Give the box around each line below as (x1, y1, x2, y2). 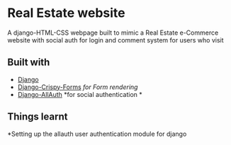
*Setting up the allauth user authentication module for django (7, 129, 187, 138)
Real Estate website (7, 5, 125, 21)
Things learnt (7, 111, 68, 123)
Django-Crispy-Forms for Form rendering (17, 83, 138, 91)
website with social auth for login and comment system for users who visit (7, 35, 225, 44)
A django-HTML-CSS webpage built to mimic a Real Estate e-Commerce (7, 28, 219, 37)
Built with (7, 57, 50, 69)
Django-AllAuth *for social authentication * (17, 90, 143, 98)
